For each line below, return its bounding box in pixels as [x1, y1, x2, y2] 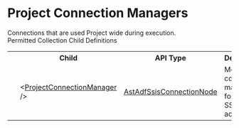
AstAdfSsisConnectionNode [123, 87, 218, 97]
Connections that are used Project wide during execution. [7, 28, 176, 37]
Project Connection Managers [7, 5, 188, 21]
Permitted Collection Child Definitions [7, 36, 117, 44]
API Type [154, 53, 186, 63]
